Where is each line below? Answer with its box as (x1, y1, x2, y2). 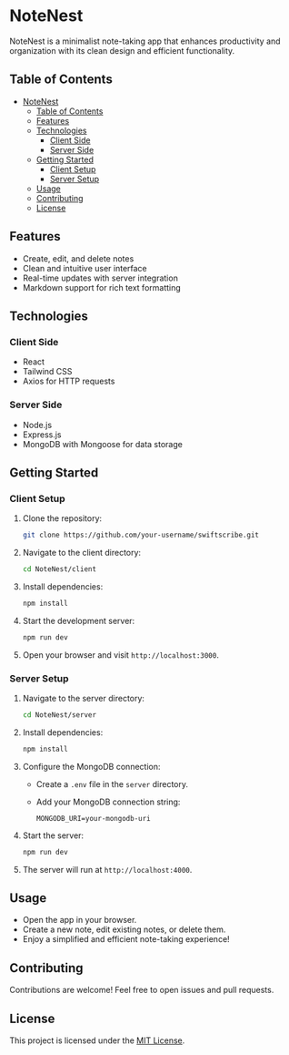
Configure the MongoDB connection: (22, 761, 161, 772)
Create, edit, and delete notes (22, 252, 135, 264)
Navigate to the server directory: (22, 693, 145, 704)
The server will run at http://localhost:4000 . (22, 864, 193, 875)
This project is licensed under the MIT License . (9, 1035, 185, 1046)
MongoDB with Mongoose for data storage (22, 438, 184, 449)
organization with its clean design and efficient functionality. (9, 45, 235, 56)
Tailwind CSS (22, 366, 73, 377)
